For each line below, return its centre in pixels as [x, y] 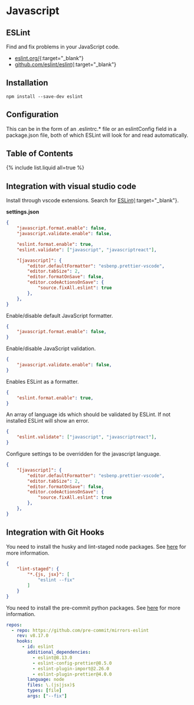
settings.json [23, 212]
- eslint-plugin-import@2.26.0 [71, 668]
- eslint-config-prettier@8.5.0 [72, 663]
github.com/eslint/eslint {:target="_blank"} [65, 64]
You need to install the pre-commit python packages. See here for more [93, 608]
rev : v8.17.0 [33, 636]
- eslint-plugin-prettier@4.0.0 [72, 674]
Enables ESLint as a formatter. [42, 381]
